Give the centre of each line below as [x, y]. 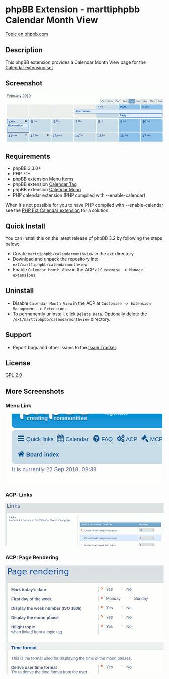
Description [24, 50]
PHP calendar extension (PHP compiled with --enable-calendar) [79, 195]
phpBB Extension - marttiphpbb [72, 9]
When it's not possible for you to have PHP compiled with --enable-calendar [84, 205]
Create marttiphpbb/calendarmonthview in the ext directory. [74, 253]
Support [18, 335]
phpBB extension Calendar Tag [45, 184]
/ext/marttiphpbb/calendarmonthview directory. [61, 319]
